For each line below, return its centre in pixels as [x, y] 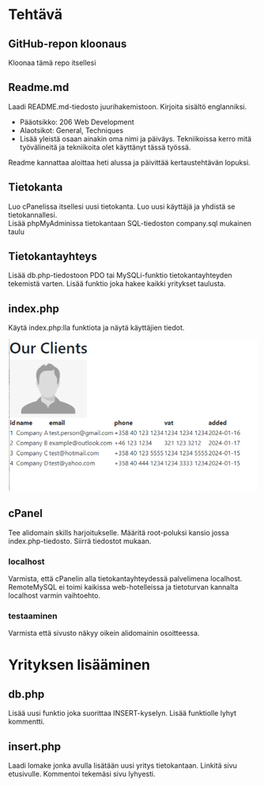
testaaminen [33, 616]
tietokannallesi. [33, 214]
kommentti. [26, 722]
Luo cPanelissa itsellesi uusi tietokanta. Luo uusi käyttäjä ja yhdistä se [122, 206]
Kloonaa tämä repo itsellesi [52, 62]
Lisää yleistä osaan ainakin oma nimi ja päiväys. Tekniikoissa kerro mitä [135, 138]
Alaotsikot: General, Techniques [72, 130]
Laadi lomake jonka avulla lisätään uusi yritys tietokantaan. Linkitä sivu [123, 765]
